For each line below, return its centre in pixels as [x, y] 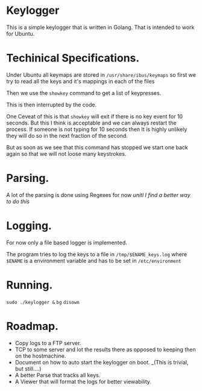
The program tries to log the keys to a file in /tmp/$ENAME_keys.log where [97, 254]
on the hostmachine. [40, 356]
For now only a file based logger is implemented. [67, 242]
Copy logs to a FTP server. [48, 343]
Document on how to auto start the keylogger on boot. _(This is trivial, [102, 362]
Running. [30, 285]
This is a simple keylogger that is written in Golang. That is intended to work [100, 27]
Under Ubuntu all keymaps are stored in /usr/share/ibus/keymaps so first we [101, 75]
